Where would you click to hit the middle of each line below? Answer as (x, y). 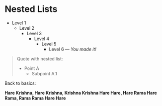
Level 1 (19, 23)
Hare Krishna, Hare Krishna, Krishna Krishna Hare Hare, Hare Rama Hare (81, 93)
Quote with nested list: (40, 58)
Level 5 (49, 44)
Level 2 (27, 28)
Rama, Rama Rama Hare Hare (35, 98)
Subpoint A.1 (44, 73)
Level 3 (34, 33)
